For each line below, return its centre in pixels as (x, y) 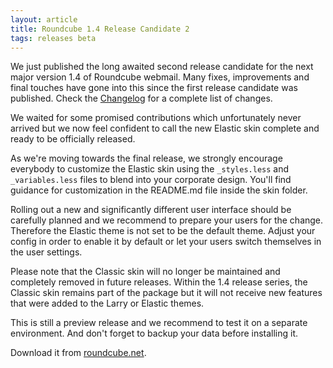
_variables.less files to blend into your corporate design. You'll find (151, 180)
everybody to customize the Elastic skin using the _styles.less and (150, 169)
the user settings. (46, 252)
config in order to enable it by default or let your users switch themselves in (166, 242)
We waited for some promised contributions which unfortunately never (156, 118)
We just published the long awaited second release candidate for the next (162, 67)
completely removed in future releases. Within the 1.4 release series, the (159, 282)
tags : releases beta (53, 38)
